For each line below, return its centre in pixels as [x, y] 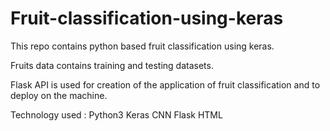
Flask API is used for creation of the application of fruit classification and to [165, 84]
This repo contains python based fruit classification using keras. [142, 46]
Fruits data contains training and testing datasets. [112, 65]
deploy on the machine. [59, 95]
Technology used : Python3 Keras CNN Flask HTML [116, 114]
